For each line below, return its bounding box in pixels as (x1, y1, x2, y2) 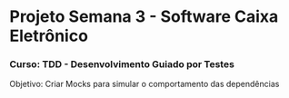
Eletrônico (9, 25, 89, 46)
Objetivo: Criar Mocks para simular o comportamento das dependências (9, 79, 280, 90)
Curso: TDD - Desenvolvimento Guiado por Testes (9, 58, 234, 71)
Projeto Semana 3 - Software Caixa (9, 6, 279, 27)
